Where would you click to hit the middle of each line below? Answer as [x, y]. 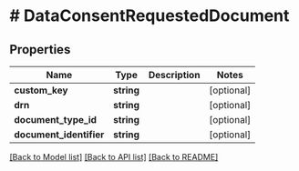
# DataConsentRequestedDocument [149, 16]
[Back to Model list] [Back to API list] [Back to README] [114, 157]
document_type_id [56, 120]
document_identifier [59, 135]
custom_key [41, 90]
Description [174, 75]
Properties [40, 50]
